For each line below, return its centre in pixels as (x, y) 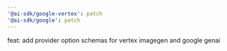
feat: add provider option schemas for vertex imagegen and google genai (114, 40)
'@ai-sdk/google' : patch (44, 20)
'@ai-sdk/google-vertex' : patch (55, 14)
